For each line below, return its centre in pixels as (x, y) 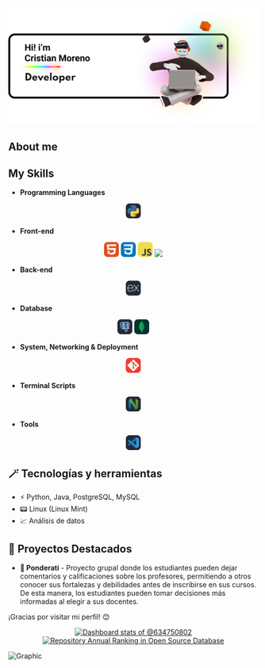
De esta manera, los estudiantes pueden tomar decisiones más (123, 594)
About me (33, 146)
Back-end (36, 270)
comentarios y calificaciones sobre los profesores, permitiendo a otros (135, 576)
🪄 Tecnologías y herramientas (85, 473)
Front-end (36, 231)
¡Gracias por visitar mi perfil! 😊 (59, 617)
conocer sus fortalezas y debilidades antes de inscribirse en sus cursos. (138, 585)
